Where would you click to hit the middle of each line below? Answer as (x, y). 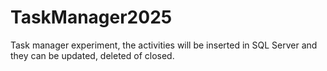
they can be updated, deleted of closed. (92, 55)
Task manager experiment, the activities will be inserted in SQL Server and (164, 45)
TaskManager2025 (91, 17)
